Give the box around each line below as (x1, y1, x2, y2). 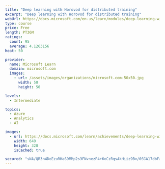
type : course (5, 21, 32, 26)
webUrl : (5, 16, 21, 21)
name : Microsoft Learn (9, 62, 56, 67)
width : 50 (18, 80, 38, 85)
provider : (5, 57, 26, 62)
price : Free (5, 26, 29, 30)
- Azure (9, 112, 26, 116)
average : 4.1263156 (9, 44, 50, 49)
